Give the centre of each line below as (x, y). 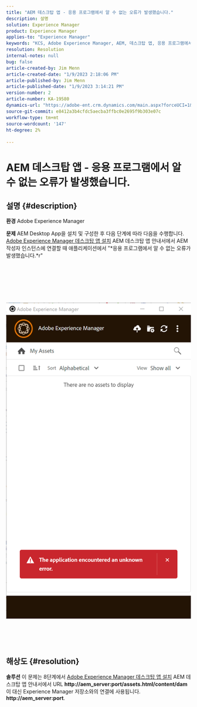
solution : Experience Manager (43, 25)
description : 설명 (27, 18)
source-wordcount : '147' (36, 124)
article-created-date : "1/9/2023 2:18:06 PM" (62, 74)
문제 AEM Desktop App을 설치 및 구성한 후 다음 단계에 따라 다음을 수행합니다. (95, 234)
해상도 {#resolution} (43, 662)
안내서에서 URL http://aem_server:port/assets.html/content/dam (108, 684)
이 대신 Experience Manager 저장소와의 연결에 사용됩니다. (73, 691)
